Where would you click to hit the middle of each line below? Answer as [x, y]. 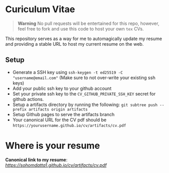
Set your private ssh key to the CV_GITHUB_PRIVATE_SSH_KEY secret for [84, 94]
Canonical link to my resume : [36, 160]
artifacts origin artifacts [58, 109]
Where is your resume [53, 145]
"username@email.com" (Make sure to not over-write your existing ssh [84, 78]
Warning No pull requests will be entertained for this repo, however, [88, 23]
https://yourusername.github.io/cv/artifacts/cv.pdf [69, 125]
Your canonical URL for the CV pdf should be [59, 120]
